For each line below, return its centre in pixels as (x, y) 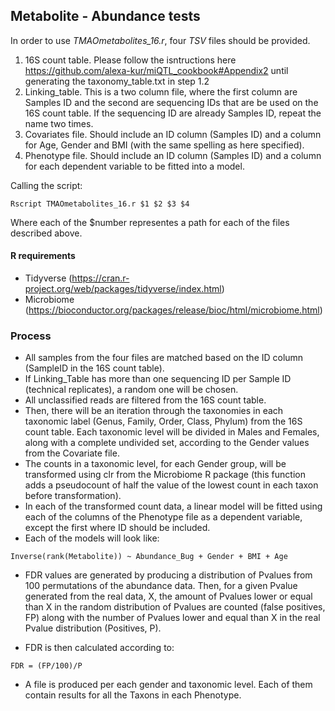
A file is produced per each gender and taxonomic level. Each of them (168, 685)
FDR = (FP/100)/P (46, 666)
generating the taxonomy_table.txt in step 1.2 (117, 81)
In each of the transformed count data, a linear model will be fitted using (173, 506)
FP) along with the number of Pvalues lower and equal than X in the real (172, 618)
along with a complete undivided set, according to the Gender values (167, 443)
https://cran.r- (100, 278)
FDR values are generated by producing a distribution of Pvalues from (168, 575)
